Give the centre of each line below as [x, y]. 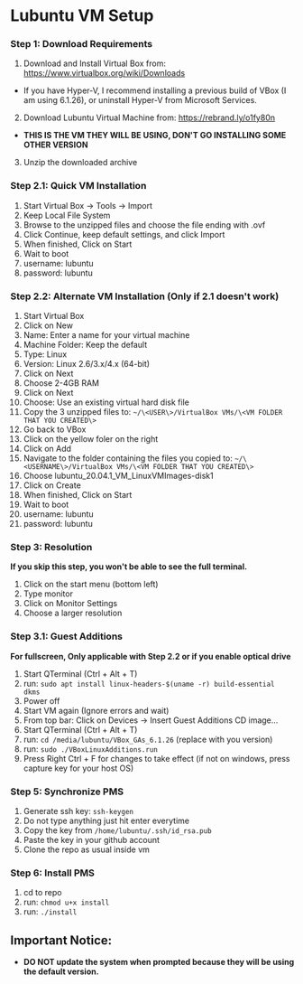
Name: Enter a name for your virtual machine [106, 335]
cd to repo [42, 893]
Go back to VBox [55, 429]
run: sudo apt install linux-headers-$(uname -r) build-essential [149, 683]
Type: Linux [45, 354]
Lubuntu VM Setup [82, 16]
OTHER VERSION [55, 145]
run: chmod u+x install [66, 902]
